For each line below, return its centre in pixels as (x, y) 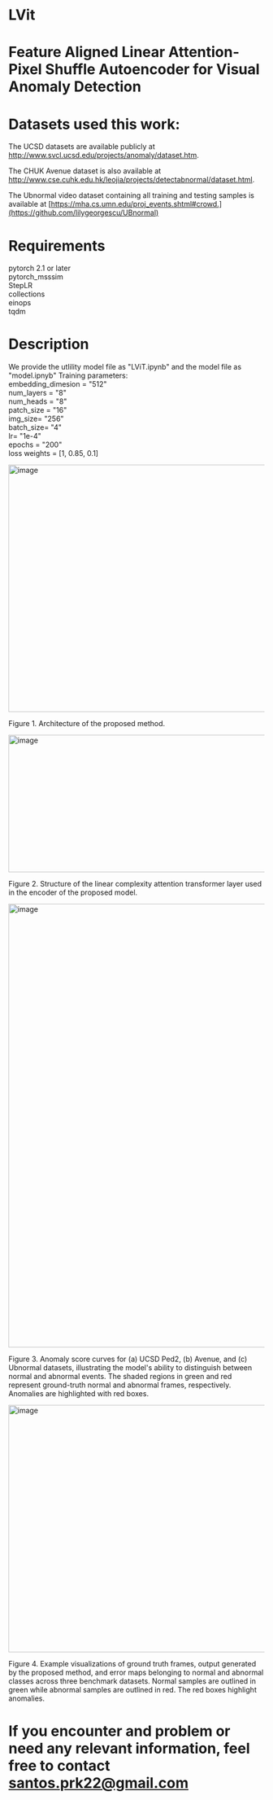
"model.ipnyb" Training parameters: (68, 375)
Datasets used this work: (94, 124)
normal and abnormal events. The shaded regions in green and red (120, 1377)
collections (27, 294)
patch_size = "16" (38, 410)
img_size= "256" (36, 419)
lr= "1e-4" (25, 436)
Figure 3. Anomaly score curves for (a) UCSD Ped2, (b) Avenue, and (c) (128, 1359)
